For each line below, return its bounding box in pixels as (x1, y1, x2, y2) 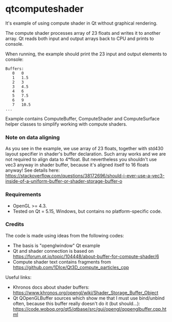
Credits (5, 221, 24, 228)
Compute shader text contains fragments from (12, 258, 111, 265)
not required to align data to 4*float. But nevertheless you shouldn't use (5, 156, 157, 163)
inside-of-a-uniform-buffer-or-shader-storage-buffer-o (5, 178, 122, 185)
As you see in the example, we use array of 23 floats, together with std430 (5, 146, 164, 152)
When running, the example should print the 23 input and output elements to (5, 51, 167, 57)
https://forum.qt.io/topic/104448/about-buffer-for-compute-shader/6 (12, 253, 159, 259)
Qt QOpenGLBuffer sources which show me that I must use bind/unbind (12, 295, 165, 301)
